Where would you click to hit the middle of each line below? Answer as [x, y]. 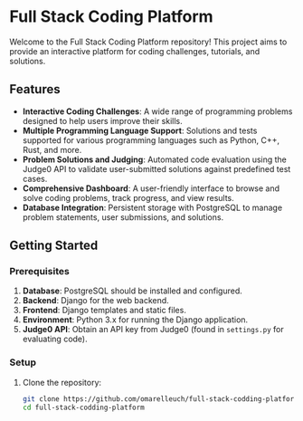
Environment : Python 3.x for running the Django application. [135, 320]
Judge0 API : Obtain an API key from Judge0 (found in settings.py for [153, 330]
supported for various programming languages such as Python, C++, [151, 140]
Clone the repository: [62, 382]
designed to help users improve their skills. [102, 120]
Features [35, 89]
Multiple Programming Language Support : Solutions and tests [140, 130]
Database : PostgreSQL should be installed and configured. [132, 291]
